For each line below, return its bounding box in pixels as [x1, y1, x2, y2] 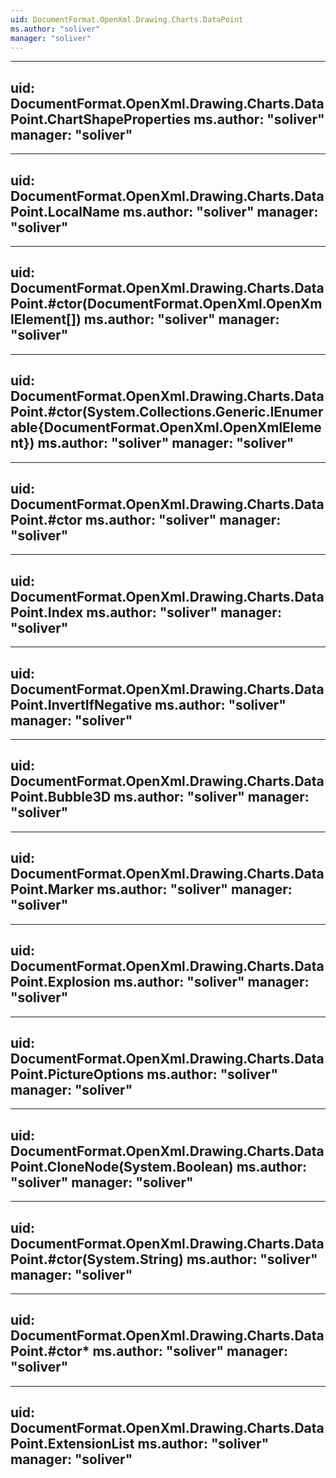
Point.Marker [10, 881, 95, 898]
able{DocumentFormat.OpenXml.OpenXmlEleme [10, 419, 322, 436]
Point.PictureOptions [10, 1066, 145, 1083]
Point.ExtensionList [10, 1436, 135, 1453]
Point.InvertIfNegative [10, 696, 153, 713]
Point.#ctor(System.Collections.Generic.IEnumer [10, 404, 324, 421]
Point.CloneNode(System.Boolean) [10, 1158, 234, 1175]
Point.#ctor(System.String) [10, 1251, 184, 1268]
